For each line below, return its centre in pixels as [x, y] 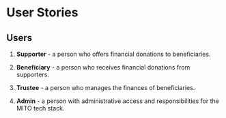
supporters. [32, 74]
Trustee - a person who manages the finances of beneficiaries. [105, 88]
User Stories [42, 13]
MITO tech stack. [40, 108]
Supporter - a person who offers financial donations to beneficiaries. [113, 54]
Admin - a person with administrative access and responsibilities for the [117, 101]
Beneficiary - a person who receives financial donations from [103, 67]
